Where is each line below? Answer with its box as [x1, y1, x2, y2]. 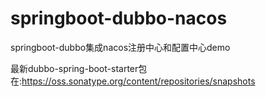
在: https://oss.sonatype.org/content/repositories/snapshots [10, 75, 256, 87]
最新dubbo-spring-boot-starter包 [10, 62, 148, 74]
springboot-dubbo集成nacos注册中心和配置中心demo [10, 41, 231, 53]
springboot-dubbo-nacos [10, 7, 228, 30]
